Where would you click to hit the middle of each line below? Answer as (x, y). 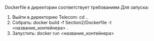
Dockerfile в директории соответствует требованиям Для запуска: (77, 7)
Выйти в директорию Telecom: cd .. (50, 17)
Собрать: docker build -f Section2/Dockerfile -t (62, 23)
